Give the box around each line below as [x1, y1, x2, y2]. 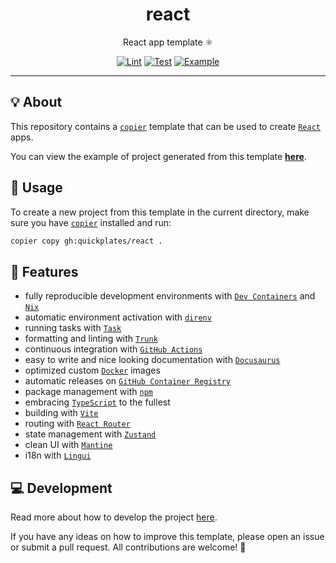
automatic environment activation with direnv [24, 311, 212, 323]
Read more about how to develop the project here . [10, 511, 218, 523]
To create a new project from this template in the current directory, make [10, 206, 310, 218]
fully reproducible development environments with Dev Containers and [24, 290, 316, 302]
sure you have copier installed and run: [10, 216, 172, 228]
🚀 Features [10, 263, 79, 280]
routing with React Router [24, 418, 131, 430]
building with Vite [24, 407, 99, 419]
